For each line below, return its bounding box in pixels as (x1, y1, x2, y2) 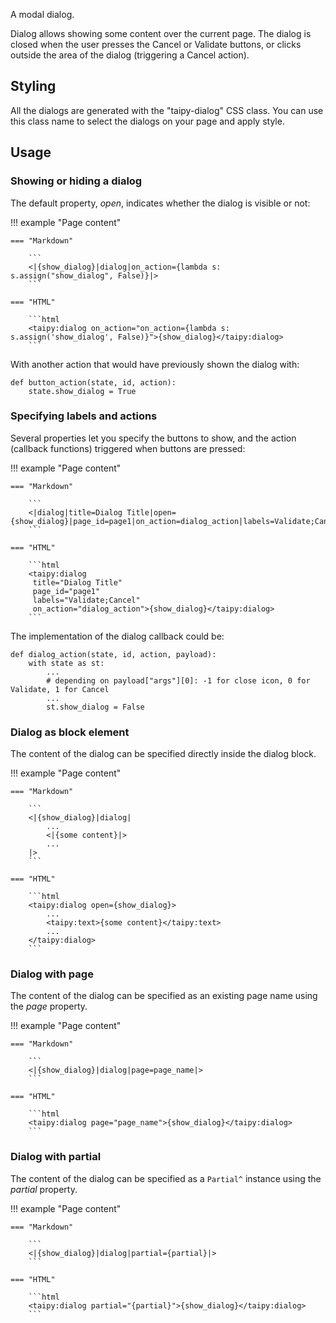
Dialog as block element (10, 725, 130, 739)
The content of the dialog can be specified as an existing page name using (10, 990, 318, 1002)
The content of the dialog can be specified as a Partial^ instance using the (10, 1172, 322, 1184)
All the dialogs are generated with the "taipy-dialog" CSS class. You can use (10, 104, 324, 116)
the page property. (10, 1000, 88, 1013)
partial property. (10, 1183, 78, 1195)
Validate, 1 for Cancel (10, 684, 110, 694)
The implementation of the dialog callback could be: (10, 630, 225, 642)
